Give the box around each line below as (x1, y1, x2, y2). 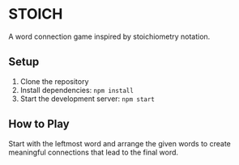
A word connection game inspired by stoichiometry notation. (8, 32, 211, 41)
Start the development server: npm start (19, 94, 156, 104)
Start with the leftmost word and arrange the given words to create (8, 138, 231, 148)
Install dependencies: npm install (19, 85, 134, 95)
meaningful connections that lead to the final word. (8, 147, 179, 157)
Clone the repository (19, 76, 89, 86)
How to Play (8, 117, 70, 131)
